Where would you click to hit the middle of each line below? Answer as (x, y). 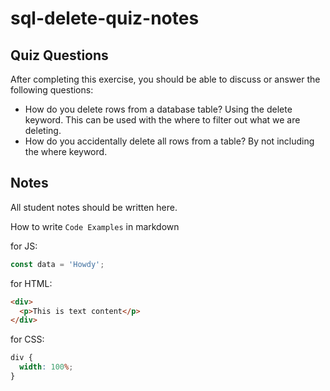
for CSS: (27, 339)
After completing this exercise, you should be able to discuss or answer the (165, 79)
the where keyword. (66, 151)
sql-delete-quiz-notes (105, 18)
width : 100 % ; (46, 367)
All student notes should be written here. (94, 207)
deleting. (43, 130)
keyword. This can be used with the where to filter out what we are (162, 120)
